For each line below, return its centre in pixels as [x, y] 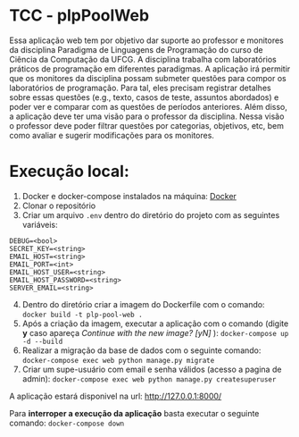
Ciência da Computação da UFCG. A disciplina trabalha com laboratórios [143, 59]
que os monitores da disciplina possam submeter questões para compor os [148, 78]
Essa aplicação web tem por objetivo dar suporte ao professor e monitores [146, 40]
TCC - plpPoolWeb [79, 16]
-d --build [42, 341]
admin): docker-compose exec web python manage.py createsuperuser [149, 378]
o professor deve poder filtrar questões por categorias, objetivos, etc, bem [146, 125]
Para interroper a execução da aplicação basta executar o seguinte [134, 413]
